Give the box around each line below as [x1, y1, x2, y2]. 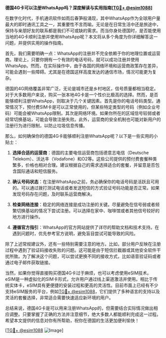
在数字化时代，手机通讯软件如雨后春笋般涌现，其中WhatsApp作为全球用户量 [5, 15, 161, 21]
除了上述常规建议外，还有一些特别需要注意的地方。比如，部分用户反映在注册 [5, 241, 161, 247]
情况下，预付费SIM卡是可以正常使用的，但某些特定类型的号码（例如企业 [9, 104, 156, 110]
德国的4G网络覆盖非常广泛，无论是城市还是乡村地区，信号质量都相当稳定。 [5, 86, 159, 91]
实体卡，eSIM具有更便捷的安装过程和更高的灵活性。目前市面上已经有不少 [9, 282, 159, 288]
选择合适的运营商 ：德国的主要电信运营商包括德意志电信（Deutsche [12, 150, 149, 155]
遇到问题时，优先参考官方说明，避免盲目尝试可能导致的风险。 [12, 230, 138, 236]
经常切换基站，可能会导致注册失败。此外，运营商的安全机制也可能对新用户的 [5, 116, 161, 122]
